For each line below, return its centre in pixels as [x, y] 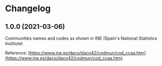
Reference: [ [18, 53]
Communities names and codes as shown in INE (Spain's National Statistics [81, 38]
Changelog [28, 9]
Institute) [14, 44]
